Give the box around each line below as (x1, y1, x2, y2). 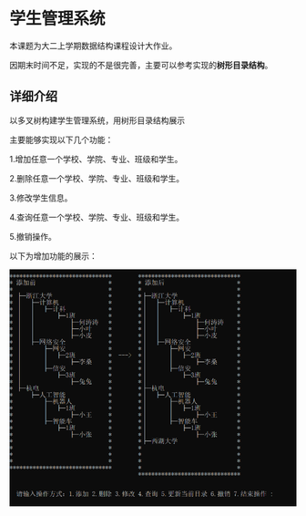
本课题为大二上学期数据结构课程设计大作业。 (9, 40, 178, 51)
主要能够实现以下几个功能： (9, 134, 114, 145)
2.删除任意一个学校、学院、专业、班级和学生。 (9, 172, 185, 183)
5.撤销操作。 (9, 231, 56, 242)
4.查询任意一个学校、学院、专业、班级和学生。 (9, 212, 185, 222)
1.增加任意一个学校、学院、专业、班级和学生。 (9, 153, 183, 164)
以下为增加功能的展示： (9, 250, 97, 261)
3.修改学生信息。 (9, 192, 73, 203)
